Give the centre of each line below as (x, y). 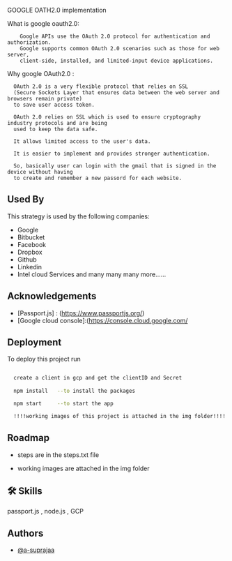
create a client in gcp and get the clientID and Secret (98, 378)
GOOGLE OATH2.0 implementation (57, 10)
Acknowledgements (52, 296)
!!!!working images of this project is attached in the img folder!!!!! (121, 416)
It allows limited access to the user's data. (82, 142)
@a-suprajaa (36, 550)
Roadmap (29, 438)
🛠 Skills (25, 491)
